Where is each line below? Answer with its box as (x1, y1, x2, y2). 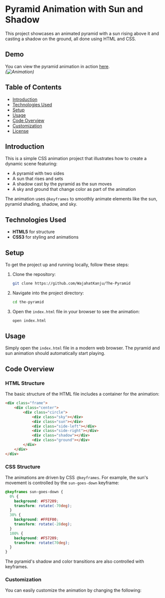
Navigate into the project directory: (12, 290, 84, 296)
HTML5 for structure (12, 229, 55, 235)
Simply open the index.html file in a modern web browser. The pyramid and (5, 345, 160, 351)
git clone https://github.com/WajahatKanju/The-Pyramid (12, 281, 131, 286)
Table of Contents (5, 83, 62, 91)
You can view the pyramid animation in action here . (5, 63, 110, 69)
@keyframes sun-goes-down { (5, 489, 64, 494)
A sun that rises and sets (12, 175, 64, 182)
